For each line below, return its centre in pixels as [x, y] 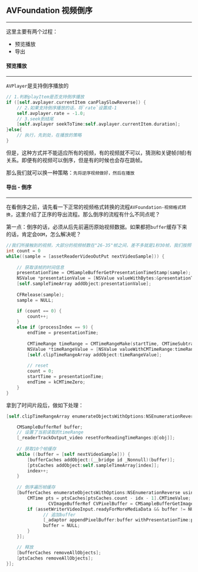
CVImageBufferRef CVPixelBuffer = [90, 504]
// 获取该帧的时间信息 [41, 267]
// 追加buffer [60, 515]
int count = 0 [24, 251]
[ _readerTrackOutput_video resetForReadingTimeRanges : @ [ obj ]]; [96, 438]
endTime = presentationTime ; [63, 333]
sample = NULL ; [35, 300]
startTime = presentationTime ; [66, 377]
